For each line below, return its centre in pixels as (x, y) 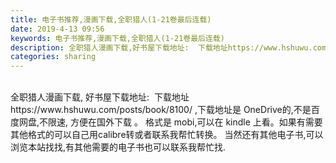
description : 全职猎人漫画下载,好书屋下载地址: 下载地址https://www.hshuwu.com (168, 47)
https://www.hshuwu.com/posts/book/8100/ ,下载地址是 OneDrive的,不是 (161, 110)
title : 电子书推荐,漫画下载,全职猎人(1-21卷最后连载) (111, 19)
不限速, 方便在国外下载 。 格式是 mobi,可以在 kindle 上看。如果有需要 (181, 122)
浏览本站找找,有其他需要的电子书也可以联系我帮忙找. (118, 147)
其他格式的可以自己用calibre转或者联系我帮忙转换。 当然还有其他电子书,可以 (167, 135)
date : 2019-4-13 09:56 (57, 29)
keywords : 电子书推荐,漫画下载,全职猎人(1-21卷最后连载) (117, 38)
